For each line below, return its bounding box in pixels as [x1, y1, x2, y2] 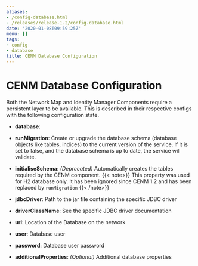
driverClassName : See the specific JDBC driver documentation [14, 207, 172, 214]
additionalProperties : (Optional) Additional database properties [14, 253, 172, 260]
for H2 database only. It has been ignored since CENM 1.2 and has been [14, 177, 192, 185]
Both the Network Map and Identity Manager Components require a [6, 98, 172, 106]
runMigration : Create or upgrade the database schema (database [14, 134, 177, 141]
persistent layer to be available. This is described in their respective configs [6, 105, 192, 112]
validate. [14, 153, 36, 160]
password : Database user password [14, 242, 105, 249]
